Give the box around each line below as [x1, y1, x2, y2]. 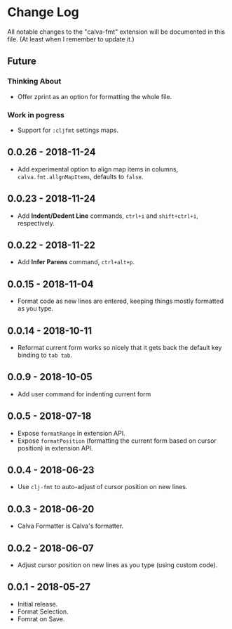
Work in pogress [7, 110, 64, 119]
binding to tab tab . [17, 351, 72, 359]
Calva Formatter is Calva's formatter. [17, 521, 124, 531]
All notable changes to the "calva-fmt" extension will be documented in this [7, 27, 226, 36]
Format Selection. [17, 607, 69, 616]
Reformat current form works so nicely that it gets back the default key [17, 343, 222, 351]
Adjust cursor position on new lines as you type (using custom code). [17, 561, 218, 569]
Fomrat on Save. [17, 614, 65, 623]
